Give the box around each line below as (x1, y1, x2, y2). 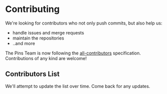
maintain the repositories (12, 35, 64, 41)
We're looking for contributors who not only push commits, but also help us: (5, 20, 162, 26)
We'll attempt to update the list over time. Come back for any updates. (5, 83, 150, 89)
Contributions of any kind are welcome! (5, 55, 87, 61)
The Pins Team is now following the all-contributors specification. (5, 50, 141, 56)
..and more (12, 40, 35, 46)
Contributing (5, 3, 60, 15)
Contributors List (5, 70, 60, 78)
